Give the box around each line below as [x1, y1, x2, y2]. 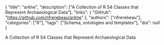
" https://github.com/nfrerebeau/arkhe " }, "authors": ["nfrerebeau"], [5, 15, 141, 20]
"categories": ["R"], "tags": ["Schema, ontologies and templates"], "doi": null [5, 20, 160, 25]
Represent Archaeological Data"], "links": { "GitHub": [5, 9, 112, 15]
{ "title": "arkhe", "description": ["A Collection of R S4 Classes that [5, 4, 139, 10]
